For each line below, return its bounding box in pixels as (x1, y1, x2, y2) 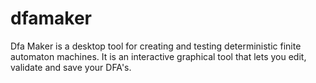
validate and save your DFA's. (10, 61, 132, 73)
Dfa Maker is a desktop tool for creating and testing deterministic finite (10, 40, 302, 52)
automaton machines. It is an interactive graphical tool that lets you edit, (10, 50, 307, 62)
